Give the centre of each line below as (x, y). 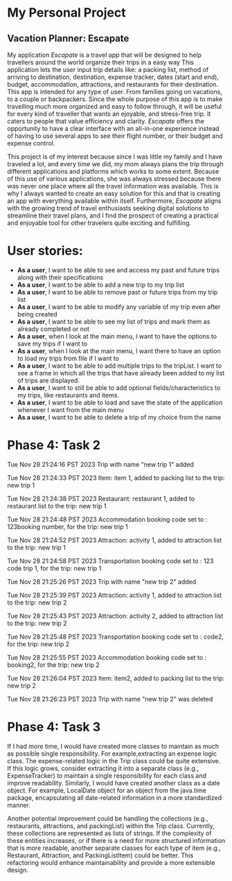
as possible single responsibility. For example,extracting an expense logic (112, 754)
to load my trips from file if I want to (68, 358)
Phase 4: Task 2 (54, 445)
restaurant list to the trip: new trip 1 (57, 506)
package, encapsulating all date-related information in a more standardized (115, 797)
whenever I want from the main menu (71, 409)
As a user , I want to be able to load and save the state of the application (120, 402)
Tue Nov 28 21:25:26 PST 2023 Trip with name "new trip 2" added (102, 581)
